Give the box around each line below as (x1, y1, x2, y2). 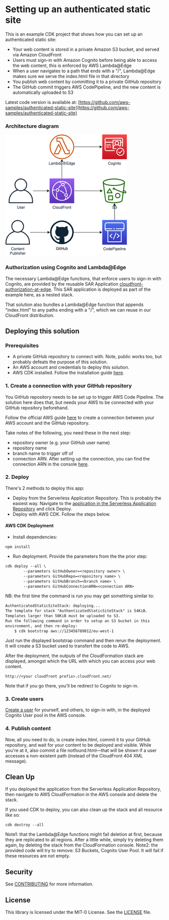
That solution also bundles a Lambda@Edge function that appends (5, 301, 144, 308)
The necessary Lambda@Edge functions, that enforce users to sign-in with (5, 275, 161, 282)
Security (5, 867, 33, 876)
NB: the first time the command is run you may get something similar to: (5, 593, 154, 599)
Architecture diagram (5, 123, 59, 130)
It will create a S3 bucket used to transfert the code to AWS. (5, 643, 130, 649)
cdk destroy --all (5, 822, 44, 828)
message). (5, 758, 27, 764)
